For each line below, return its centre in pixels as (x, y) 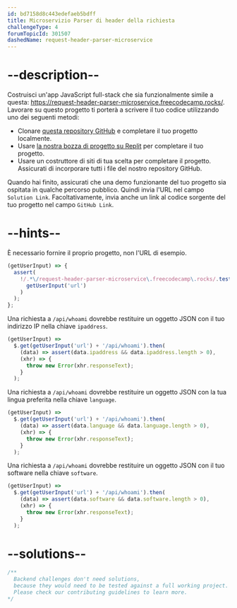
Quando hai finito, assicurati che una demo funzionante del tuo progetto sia (117, 182)
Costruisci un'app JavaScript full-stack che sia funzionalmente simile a (110, 95)
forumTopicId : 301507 (39, 34)
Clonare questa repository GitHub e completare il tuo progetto (108, 131)
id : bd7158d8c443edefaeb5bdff (52, 14)
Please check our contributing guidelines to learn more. (101, 592)
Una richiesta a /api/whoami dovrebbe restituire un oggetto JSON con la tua (117, 392)
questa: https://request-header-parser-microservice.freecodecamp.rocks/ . (116, 103)
